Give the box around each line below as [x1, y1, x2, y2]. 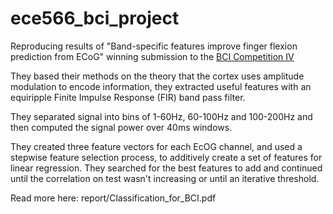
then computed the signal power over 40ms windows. [10, 121, 233, 133]
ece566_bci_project [10, 7, 180, 30]
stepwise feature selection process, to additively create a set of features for [10, 151, 323, 163]
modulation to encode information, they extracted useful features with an [10, 80, 312, 92]
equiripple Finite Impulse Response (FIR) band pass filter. [10, 91, 246, 103]
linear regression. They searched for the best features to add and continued [10, 162, 323, 174]
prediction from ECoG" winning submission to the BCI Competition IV [10, 50, 295, 62]
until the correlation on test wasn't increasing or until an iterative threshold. [10, 172, 320, 184]
